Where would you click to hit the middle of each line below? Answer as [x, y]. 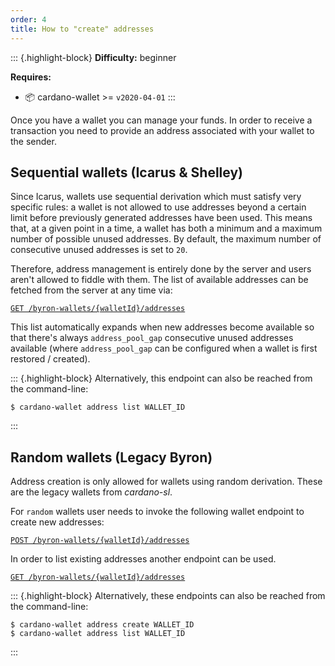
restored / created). [50, 359]
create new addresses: [57, 522]
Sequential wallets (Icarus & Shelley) [126, 172]
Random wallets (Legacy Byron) [111, 457]
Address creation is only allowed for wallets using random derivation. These [166, 482]
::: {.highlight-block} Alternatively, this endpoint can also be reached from [161, 378]
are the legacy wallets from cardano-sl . [91, 492]
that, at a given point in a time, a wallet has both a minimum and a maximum [166, 228]
